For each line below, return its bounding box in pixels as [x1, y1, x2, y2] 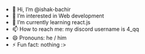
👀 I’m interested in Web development [12, 12, 104, 19]
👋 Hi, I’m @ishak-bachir [12, 6, 71, 13]
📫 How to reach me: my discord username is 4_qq [12, 25, 140, 33]
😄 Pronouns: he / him [12, 34, 67, 41]
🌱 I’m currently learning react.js [12, 19, 91, 25]
